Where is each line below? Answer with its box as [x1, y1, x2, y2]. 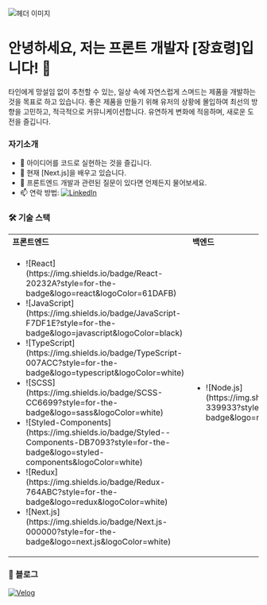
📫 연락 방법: [19, 188, 60, 198]
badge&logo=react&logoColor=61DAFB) [25, 287, 177, 298]
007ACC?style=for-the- [25, 357, 118, 368]
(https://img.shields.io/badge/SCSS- [25, 386, 163, 398]
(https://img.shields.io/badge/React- [25, 267, 164, 278]
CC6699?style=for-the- [25, 397, 118, 408]
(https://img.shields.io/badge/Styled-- [25, 426, 171, 437]
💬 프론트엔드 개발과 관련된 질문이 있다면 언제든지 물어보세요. [19, 178, 207, 188]
